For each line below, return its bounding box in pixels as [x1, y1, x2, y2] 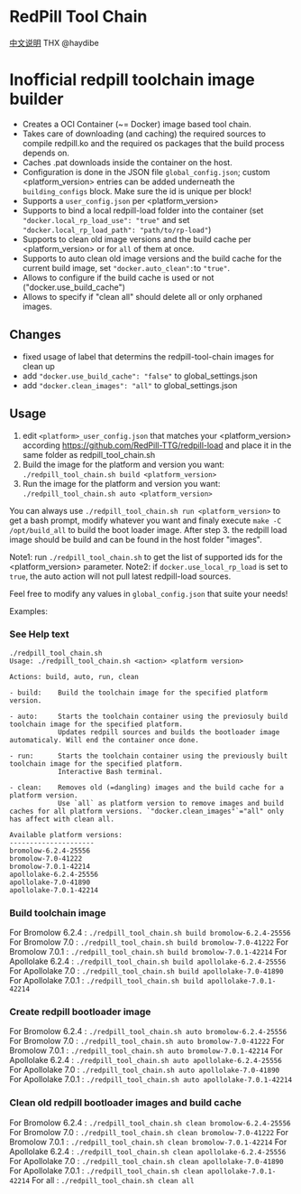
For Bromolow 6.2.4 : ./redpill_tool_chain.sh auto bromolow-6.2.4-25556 [9, 1026, 287, 1037]
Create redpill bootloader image [9, 1005, 151, 1018]
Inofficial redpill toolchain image [9, 70, 255, 90]
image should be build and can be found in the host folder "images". [9, 534, 263, 545]
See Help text [9, 628, 69, 640]
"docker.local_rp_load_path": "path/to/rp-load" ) [22, 224, 212, 235]
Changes [9, 327, 61, 342]
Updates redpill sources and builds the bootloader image [57, 727, 280, 737]
